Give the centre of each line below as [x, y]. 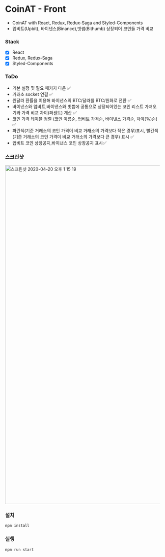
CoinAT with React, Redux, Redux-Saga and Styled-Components [78, 23]
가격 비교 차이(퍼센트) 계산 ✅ [49, 112]
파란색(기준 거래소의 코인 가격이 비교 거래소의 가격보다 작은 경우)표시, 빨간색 [85, 130]
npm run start [20, 550]
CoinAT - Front [36, 9]
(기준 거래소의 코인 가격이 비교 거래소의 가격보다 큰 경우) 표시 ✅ [73, 137]
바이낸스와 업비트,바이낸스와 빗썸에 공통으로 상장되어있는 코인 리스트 [78, 106]
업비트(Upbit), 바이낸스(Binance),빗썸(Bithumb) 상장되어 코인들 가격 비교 [83, 29]
